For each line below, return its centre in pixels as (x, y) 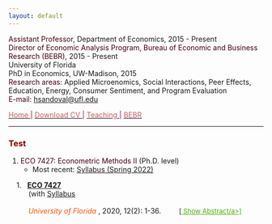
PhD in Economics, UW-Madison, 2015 (73, 73)
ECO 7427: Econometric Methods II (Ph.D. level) (100, 161)
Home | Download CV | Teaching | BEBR (75, 115)
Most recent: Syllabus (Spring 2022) (93, 169)
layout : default (36, 16)
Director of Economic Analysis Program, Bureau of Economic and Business (133, 47)
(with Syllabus (51, 193)
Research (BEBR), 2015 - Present (63, 56)
